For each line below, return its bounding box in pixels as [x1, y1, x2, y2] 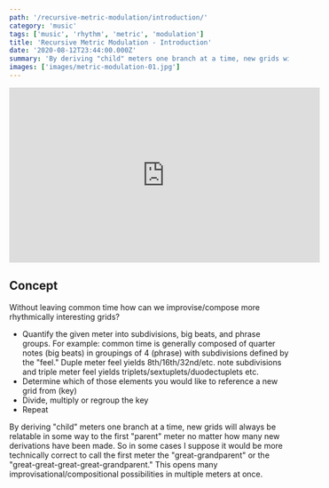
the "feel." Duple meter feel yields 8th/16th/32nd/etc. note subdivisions [21, 356, 282, 367]
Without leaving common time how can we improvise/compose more [9, 301, 261, 312]
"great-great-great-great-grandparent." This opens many [9, 459, 218, 469]
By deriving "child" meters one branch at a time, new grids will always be [9, 421, 277, 432]
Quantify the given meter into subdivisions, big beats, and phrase [21, 328, 261, 339]
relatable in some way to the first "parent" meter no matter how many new [9, 430, 280, 441]
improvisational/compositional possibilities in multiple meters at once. [9, 468, 263, 479]
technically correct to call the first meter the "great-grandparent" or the [9, 450, 270, 460]
